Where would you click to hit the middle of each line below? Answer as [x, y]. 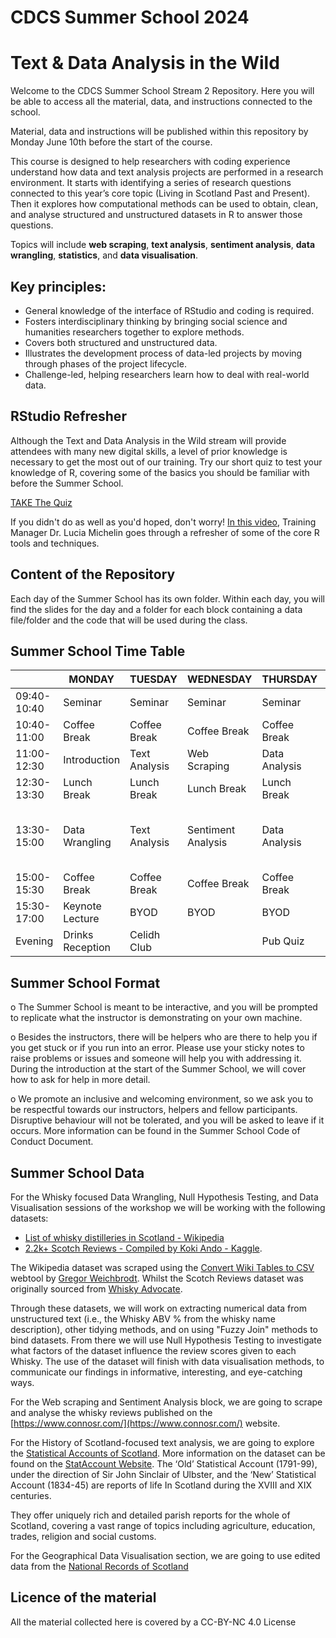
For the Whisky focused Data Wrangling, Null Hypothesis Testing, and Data [164, 1197]
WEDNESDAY [219, 679]
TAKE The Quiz [41, 502]
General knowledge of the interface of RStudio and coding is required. [169, 310]
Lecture [81, 919]
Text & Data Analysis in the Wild [145, 63]
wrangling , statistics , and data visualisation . [104, 255]
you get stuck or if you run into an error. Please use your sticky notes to [157, 1048]
